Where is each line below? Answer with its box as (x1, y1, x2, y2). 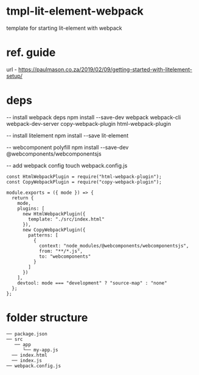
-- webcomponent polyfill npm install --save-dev (6, 143, 129, 151)
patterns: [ (28, 232, 59, 238)
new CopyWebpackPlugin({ (22, 227, 86, 233)
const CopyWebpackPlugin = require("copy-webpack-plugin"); (6, 179, 162, 185)
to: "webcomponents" (38, 253, 91, 260)
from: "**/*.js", (38, 248, 83, 254)
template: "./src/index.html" (28, 216, 105, 222)
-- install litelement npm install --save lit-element (6, 132, 129, 139)
